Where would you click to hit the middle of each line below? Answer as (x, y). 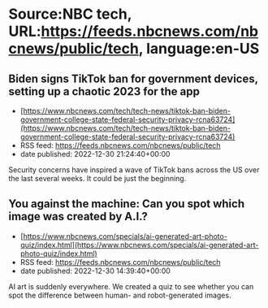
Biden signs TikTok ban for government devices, (133, 78)
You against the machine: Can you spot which (127, 204)
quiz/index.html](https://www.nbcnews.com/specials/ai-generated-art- (139, 245)
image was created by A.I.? (78, 217)
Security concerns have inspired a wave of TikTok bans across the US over (134, 170)
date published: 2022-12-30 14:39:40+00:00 (95, 271)
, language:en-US (199, 49)
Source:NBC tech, (70, 14)
